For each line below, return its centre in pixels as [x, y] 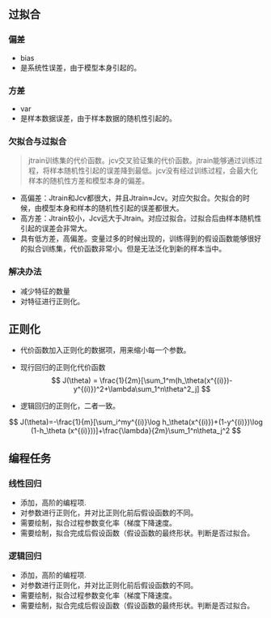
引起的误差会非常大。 [55, 229]
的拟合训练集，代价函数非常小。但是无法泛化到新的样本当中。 [123, 249]
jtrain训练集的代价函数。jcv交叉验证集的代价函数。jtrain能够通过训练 [142, 161]
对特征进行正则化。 [52, 301]
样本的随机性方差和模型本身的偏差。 [89, 181]
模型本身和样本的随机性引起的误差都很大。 [112, 208]
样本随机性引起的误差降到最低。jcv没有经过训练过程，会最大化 [154, 171]
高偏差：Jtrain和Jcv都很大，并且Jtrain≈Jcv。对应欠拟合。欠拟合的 [131, 198]
